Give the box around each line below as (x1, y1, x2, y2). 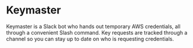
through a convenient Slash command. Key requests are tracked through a (6, 29, 188, 36)
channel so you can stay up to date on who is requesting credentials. (6, 35, 174, 42)
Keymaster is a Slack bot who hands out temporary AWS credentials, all (6, 23, 181, 30)
